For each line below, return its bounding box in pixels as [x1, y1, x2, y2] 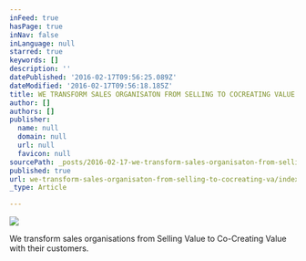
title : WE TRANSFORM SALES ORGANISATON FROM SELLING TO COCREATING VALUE [9, 89, 296, 99]
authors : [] [9, 107, 55, 116]
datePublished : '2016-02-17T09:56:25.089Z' [9, 73, 178, 82]
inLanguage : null [9, 38, 76, 48]
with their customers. [9, 243, 89, 254]
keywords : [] [9, 56, 59, 65]
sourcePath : [9, 157, 55, 167]
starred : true [9, 47, 64, 57]
